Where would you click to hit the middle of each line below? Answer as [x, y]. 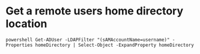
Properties [19, 45]
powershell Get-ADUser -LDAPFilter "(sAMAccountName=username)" [88, 40]
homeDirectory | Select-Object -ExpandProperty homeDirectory [115, 45]
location [26, 24]
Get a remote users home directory [95, 11]
